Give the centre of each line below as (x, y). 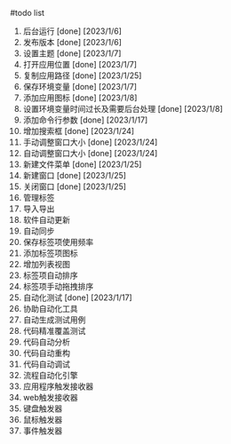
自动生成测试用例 (54, 320)
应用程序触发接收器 (58, 386)
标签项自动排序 (50, 275)
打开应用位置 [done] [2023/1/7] (80, 64)
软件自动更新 (46, 220)
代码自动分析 (46, 342)
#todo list (28, 13)
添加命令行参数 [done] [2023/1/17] (85, 120)
